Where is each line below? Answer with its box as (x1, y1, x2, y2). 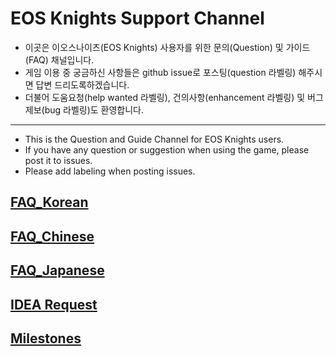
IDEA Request (10, 296, 98, 313)
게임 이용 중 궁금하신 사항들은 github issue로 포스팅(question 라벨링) (24, 66, 297, 78)
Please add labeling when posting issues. (24, 165, 196, 177)
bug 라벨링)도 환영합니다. (44, 103, 145, 116)
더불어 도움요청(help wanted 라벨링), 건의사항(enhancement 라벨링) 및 (24, 91, 306, 103)
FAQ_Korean (10, 194, 89, 211)
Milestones (10, 330, 82, 347)
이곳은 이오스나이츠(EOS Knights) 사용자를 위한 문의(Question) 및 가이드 (24, 41, 311, 53)
